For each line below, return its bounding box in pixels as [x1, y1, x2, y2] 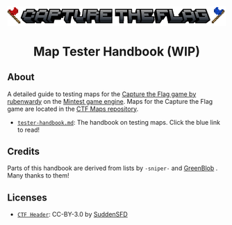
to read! [17, 125, 40, 134]
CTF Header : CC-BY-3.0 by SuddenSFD [17, 210, 129, 219]
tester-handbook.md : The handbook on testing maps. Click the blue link [17, 118, 221, 126]
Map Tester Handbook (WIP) [33, 43, 200, 59]
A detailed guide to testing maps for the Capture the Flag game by [7, 90, 197, 98]
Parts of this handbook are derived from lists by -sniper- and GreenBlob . [7, 164, 218, 173]
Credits [7, 146, 40, 157]
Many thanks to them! [7, 171, 69, 180]
